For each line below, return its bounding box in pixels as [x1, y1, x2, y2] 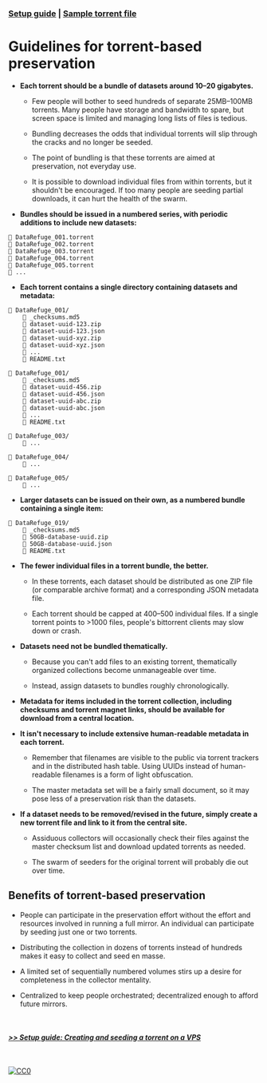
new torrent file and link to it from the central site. [19, 818, 187, 827]
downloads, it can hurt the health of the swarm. [31, 193, 188, 203]
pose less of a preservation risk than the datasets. [31, 794, 197, 803]
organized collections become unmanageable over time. [31, 665, 217, 675]
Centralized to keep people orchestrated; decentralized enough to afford [19, 990, 259, 1000]
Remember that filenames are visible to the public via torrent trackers [31, 752, 259, 762]
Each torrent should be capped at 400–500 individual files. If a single [31, 608, 259, 619]
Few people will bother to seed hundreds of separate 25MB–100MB [31, 96, 253, 106]
